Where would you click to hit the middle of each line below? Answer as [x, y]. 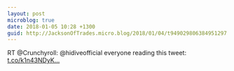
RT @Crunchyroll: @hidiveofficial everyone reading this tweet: [97, 53]
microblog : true [31, 20]
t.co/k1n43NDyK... [34, 61]
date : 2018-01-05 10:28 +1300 [51, 26]
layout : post [26, 14]
